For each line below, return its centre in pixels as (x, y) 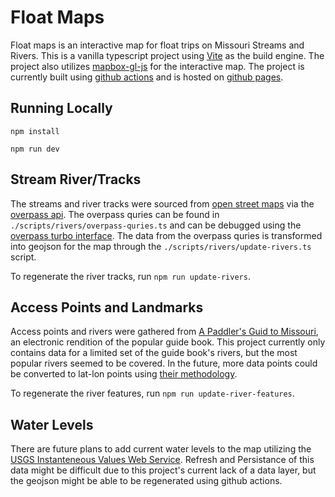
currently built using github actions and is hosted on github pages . (147, 77)
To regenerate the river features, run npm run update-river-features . (152, 393)
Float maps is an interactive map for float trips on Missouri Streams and (157, 45)
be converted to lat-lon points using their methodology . (124, 374)
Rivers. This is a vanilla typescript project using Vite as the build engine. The (167, 55)
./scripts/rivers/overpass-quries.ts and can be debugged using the (156, 225)
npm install (35, 131)
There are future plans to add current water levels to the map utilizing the (161, 449)
